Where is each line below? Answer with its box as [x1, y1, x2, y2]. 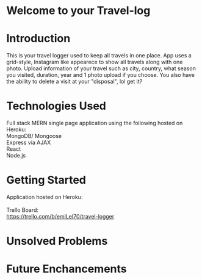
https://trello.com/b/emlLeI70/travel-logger [6, 213, 115, 220]
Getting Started [6, 173, 87, 187]
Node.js [6, 152, 26, 159]
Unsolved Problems [6, 234, 108, 248]
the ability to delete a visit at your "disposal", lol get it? [6, 78, 143, 85]
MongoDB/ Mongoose [6, 132, 62, 140]
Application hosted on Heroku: [6, 194, 83, 200]
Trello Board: [6, 206, 38, 214]
